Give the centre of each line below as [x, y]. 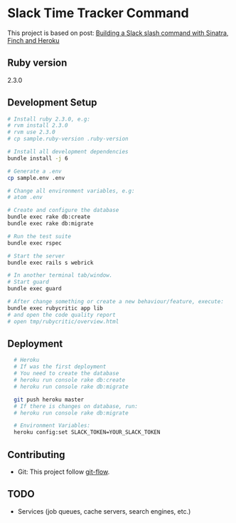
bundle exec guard [34, 289]
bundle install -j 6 [38, 158]
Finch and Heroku [33, 40]
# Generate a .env [34, 171]
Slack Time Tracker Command [98, 13]
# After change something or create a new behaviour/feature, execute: [116, 302]
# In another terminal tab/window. [60, 275]
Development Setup [52, 102]
